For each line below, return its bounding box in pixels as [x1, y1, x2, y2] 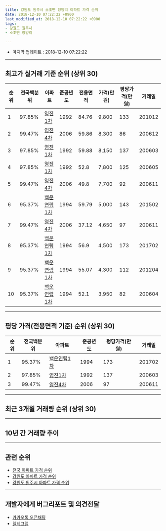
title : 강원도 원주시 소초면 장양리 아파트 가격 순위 [5, 7, 98, 12]
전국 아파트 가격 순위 [12, 467, 52, 473]
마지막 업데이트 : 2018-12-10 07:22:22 [12, 49, 87, 55]
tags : [5, 21, 16, 26]
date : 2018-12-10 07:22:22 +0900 [5, 12, 74, 17]
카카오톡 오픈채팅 [12, 514, 46, 520]
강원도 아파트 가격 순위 [12, 473, 56, 479]
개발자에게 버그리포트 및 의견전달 [5, 500, 100, 509]
